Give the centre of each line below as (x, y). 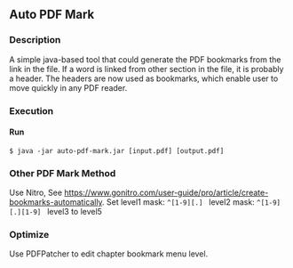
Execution (32, 110)
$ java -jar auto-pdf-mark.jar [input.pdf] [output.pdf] (117, 150)
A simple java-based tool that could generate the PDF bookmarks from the (145, 59)
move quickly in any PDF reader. (68, 87)
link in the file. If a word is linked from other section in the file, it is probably (146, 69)
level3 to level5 (75, 212)
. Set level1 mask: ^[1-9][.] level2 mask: (178, 202)
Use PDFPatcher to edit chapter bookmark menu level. (109, 254)
